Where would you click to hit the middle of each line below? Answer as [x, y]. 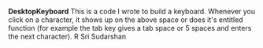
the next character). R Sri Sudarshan [67, 36]
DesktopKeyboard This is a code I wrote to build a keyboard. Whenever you [132, 11]
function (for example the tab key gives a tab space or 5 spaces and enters [130, 28]
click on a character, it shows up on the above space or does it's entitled [126, 20]
